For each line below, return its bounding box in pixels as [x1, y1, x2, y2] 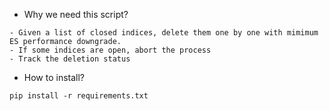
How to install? [23, 72, 86, 83]
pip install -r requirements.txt [9, 91, 149, 101]
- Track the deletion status [9, 54, 131, 64]
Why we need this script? [23, 9, 129, 20]
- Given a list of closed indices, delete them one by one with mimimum [9, 28, 319, 38]
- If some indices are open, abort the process [9, 45, 212, 55]
